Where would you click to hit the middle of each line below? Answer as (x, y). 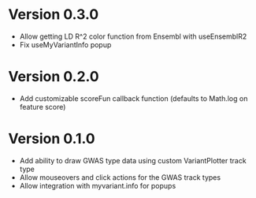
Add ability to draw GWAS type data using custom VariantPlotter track (133, 160)
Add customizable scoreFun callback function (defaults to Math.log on (134, 98)
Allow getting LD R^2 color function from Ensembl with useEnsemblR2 (133, 36)
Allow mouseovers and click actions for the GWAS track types (120, 177)
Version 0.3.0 (54, 15)
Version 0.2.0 (54, 77)
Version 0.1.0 (52, 139)
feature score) (43, 106)
